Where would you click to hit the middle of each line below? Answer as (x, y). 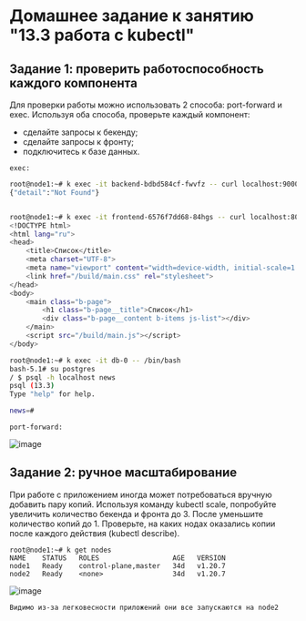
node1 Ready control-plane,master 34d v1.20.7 (117, 565)
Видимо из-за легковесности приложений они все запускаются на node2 (144, 607)
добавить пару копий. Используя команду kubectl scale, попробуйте (143, 504)
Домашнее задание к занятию (132, 16)
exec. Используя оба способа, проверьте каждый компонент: (130, 114)
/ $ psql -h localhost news (63, 377)
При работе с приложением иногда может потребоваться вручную (141, 494)
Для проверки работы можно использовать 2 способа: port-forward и (146, 105)
